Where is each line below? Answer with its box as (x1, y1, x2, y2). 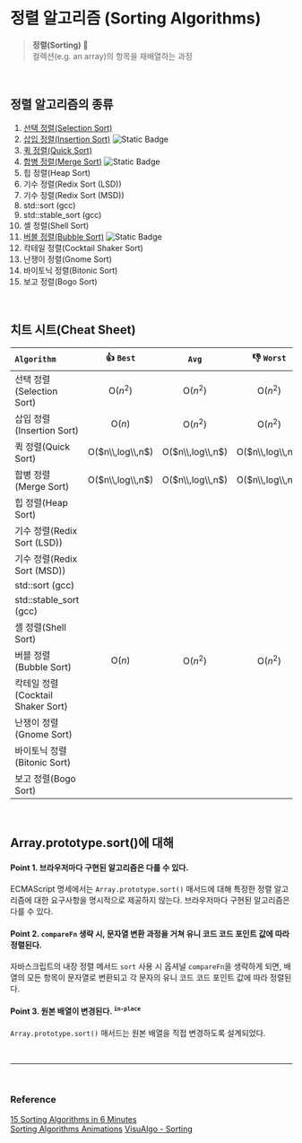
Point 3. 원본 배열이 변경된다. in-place (10, 1006, 142, 1016)
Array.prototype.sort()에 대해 (10, 835, 174, 851)
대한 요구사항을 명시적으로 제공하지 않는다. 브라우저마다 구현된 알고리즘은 (33, 894, 290, 906)
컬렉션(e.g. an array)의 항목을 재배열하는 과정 (31, 50, 194, 61)
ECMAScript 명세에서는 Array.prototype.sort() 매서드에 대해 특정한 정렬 (10, 884, 272, 894)
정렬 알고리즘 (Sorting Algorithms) (10, 8, 262, 29)
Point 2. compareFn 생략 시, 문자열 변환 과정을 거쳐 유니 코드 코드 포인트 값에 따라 (10, 928, 290, 938)
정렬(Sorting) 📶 (31, 39, 89, 50)
